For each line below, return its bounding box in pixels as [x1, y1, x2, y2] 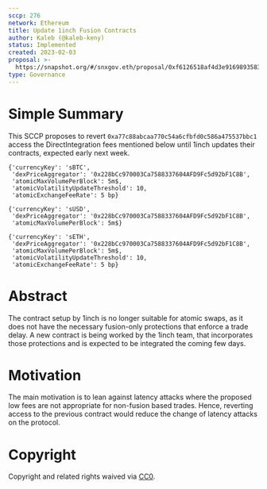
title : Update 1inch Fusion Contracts [8, 26, 137, 34]
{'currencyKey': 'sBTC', [8, 164, 91, 171]
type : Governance [8, 71, 66, 79]
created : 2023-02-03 [8, 48, 77, 56]
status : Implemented [8, 41, 77, 49]
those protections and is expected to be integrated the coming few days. [8, 338, 246, 348]
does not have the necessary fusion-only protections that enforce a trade [8, 322, 249, 331]
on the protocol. [8, 418, 61, 427]
